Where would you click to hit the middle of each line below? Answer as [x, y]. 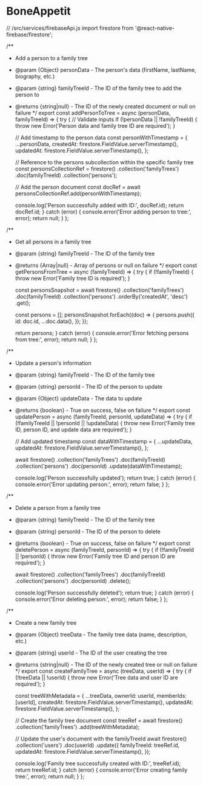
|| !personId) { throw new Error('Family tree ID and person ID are [95, 556]
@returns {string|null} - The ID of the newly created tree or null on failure [106, 664]
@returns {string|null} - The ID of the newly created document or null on [105, 106]
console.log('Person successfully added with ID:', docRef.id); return [99, 205]
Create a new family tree [46, 622]
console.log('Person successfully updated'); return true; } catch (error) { [105, 478]
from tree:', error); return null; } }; [56, 339]
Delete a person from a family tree [58, 508]
